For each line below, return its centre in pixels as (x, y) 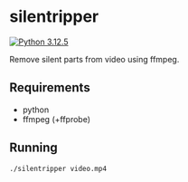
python (36, 110)
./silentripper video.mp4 (58, 168)
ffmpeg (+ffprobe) (56, 119)
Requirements (50, 88)
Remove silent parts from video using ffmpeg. (94, 59)
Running (34, 148)
